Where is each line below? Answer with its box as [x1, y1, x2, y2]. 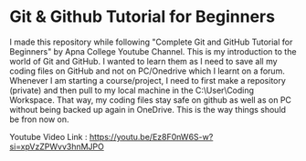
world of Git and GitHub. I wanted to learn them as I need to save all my [9, 55, 278, 66]
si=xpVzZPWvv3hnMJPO [9, 141, 105, 152]
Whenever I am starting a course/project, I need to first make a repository [9, 75, 286, 86]
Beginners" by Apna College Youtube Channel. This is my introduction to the [9, 45, 297, 56]
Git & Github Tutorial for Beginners [9, 6, 276, 27]
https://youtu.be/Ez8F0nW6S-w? [89, 131, 214, 142]
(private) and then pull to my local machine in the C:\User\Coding [9, 85, 254, 96]
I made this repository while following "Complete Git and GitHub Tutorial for [9, 36, 293, 47]
